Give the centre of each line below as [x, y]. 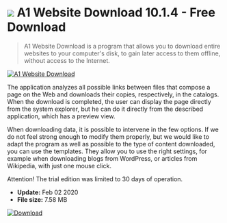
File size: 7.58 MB [42, 199]
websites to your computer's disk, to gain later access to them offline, [122, 53]
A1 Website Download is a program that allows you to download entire [122, 46]
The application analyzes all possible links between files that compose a [109, 87]
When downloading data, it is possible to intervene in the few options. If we [113, 129]
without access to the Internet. [67, 60]
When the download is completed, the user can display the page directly [109, 101]
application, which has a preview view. [61, 116]
